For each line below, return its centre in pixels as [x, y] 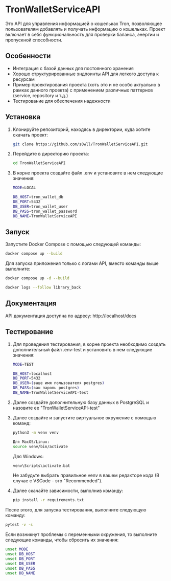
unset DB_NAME [20, 573]
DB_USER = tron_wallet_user [40, 206]
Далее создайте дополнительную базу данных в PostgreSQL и [81, 402]
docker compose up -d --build [38, 278]
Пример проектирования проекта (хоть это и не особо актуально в [86, 84]
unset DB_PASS [20, 568]
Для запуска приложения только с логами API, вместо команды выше [82, 263]
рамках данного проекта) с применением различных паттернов [83, 90]
